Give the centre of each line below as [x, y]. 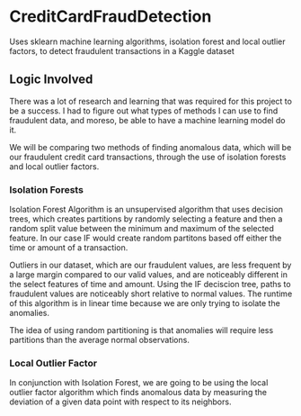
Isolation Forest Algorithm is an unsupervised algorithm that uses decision [146, 210]
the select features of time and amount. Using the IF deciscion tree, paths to [150, 285]
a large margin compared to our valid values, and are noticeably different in [148, 275]
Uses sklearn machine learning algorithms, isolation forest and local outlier [147, 41]
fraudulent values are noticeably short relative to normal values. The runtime [151, 294]
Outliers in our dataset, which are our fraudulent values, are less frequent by [150, 265]
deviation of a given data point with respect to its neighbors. [120, 402]
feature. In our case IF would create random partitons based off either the [146, 238]
